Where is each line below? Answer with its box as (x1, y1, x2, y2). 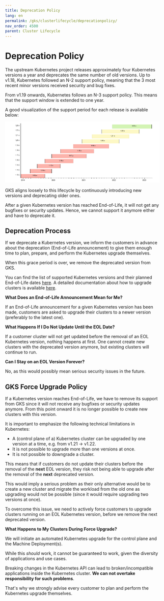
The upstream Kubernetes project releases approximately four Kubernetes (5, 67, 156, 73)
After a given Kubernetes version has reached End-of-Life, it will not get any (5, 202, 159, 208)
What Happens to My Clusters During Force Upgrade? (5, 526, 117, 532)
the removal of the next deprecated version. (5, 472, 95, 477)
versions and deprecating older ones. (5, 192, 81, 198)
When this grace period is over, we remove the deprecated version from (5, 260, 151, 266)
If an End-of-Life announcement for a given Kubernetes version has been (5, 304, 154, 310)
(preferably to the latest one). (5, 315, 65, 320)
